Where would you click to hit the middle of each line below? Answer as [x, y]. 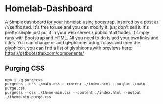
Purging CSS [25, 69]
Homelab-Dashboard [49, 9]
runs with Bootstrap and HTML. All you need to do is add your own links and [82, 38]
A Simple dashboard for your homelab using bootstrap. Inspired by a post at [81, 22]
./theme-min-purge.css [28, 97]
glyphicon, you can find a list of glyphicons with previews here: [69, 48]
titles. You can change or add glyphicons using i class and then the [73, 42]
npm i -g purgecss [24, 80]
